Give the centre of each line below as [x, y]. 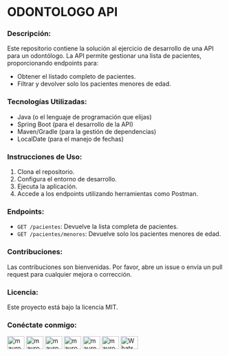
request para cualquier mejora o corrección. [69, 274]
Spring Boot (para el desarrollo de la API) [75, 124]
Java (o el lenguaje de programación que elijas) [85, 117]
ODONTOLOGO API [63, 12]
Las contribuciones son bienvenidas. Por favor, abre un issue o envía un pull [115, 267]
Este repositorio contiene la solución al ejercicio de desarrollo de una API [111, 48]
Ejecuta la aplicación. [47, 186]
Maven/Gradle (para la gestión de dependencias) [87, 131]
